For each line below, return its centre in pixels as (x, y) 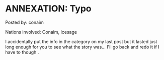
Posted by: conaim (25, 22)
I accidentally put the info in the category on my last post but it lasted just (81, 41)
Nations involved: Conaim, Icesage (41, 32)
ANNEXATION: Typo (48, 9)
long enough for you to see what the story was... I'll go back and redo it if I (82, 47)
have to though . (22, 52)
